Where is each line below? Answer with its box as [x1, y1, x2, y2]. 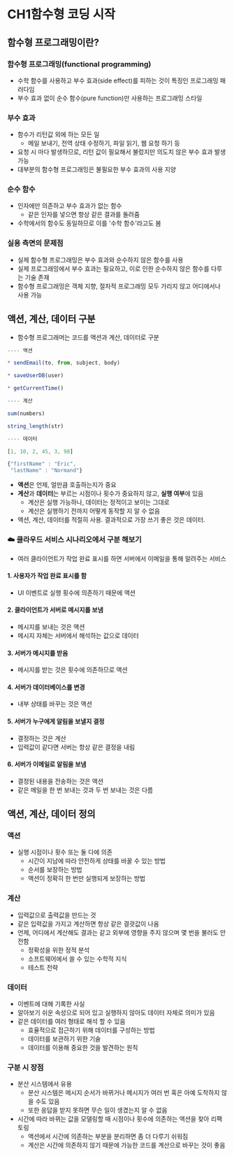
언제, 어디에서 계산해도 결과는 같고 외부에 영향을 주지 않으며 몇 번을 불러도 [17, 928, 219, 936]
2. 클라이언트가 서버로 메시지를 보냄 [7, 606, 103, 614]
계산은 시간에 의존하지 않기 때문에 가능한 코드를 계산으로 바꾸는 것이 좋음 [27, 1141, 226, 1150]
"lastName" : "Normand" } [10, 467, 82, 474]
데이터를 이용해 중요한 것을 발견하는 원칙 [27, 1043, 138, 1052]
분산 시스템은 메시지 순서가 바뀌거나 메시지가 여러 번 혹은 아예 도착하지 [27, 1089, 220, 1097]
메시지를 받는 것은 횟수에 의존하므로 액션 [17, 665, 128, 674]
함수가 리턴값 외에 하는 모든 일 [17, 130, 100, 139]
